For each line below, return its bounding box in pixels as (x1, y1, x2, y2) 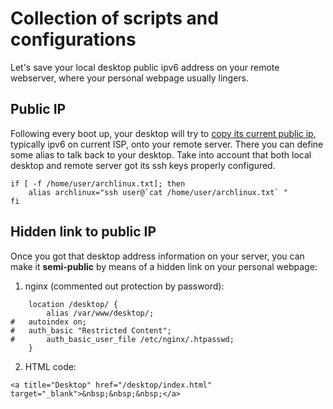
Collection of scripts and (10, 7, 219, 30)
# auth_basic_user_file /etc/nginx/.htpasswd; (10, 334, 235, 344)
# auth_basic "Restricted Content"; (10, 325, 172, 336)
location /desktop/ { (28, 299, 118, 309)
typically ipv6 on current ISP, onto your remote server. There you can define (10, 138, 324, 150)
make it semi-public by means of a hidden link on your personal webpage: (10, 260, 318, 272)
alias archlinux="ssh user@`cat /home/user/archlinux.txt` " (28, 187, 288, 197)
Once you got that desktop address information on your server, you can (10, 250, 305, 262)
